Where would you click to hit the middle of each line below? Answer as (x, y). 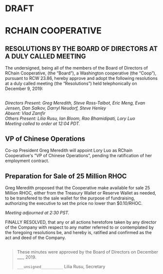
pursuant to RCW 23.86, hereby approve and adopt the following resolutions (81, 78)
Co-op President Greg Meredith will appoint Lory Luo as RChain (69, 150)
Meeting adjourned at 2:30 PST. (37, 213)
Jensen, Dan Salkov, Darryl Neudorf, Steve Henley (55, 108)
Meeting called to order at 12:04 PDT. (43, 123)
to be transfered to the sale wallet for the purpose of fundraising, (70, 198)
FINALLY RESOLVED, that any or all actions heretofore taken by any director (81, 222)
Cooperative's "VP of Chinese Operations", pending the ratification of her (79, 156)
